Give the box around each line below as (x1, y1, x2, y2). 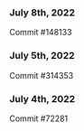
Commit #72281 (9, 113, 69, 124)
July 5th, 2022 (9, 50, 75, 62)
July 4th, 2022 (9, 92, 76, 105)
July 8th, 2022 (9, 6, 75, 19)
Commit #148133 (9, 27, 72, 38)
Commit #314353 (9, 70, 74, 80)
